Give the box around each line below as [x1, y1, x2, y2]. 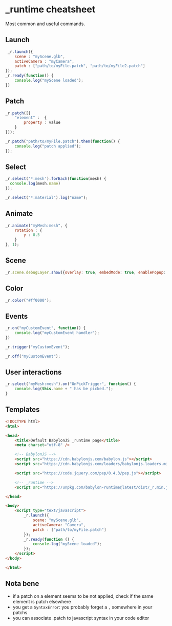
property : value [24, 120, 60, 125]
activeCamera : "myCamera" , [14, 59, 74, 64]
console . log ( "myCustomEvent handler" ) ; [14, 330, 100, 336]
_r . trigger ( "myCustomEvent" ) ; [5, 344, 70, 349]
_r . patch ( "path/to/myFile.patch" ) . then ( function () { [5, 139, 120, 144]
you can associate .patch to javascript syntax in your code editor [12, 615, 149, 621]
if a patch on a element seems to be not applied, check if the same [12, 593, 154, 599]
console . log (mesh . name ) [10, 181, 60, 186]
